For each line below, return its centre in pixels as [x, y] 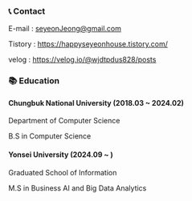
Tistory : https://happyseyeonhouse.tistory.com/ [88, 44]
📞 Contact [27, 11]
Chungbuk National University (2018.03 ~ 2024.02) [96, 103]
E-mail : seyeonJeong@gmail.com [65, 29]
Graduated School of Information [63, 172]
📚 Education [34, 81]
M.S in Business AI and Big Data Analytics [78, 188]
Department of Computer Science [64, 121]
